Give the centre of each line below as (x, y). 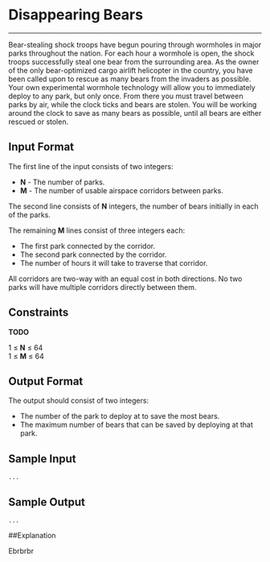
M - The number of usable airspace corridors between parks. (121, 190)
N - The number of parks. (62, 182)
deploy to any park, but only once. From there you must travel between (126, 96)
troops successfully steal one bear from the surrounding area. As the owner (134, 61)
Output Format (46, 381)
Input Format (41, 147)
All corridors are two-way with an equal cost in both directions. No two (125, 279)
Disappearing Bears (76, 15)
